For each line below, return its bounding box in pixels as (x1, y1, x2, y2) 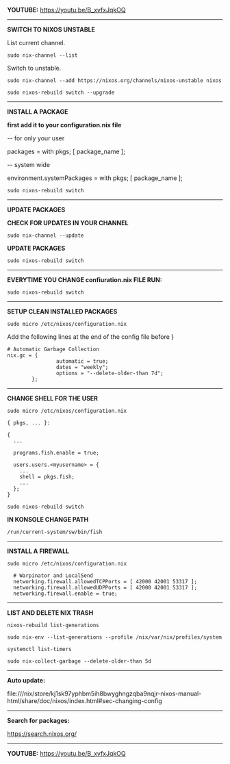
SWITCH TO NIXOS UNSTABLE (7, 25, 96, 34)
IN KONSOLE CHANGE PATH (7, 515, 89, 523)
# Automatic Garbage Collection (7, 346, 99, 353)
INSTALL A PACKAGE (7, 107, 68, 116)
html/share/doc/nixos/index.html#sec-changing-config (7, 697, 162, 704)
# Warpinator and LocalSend (13, 572, 94, 579)
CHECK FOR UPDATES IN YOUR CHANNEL (7, 219, 129, 227)
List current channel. (7, 39, 66, 47)
